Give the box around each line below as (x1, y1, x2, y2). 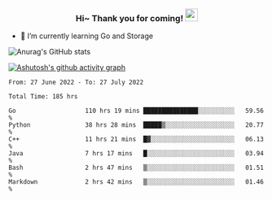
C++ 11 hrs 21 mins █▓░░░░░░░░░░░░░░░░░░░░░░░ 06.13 (8, 135, 265, 144)
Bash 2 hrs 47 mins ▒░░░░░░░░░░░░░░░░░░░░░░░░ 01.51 (8, 163, 265, 172)
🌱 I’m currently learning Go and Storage (20, 31, 153, 41)
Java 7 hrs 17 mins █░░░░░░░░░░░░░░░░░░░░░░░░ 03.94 (8, 150, 265, 158)
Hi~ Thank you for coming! (75, 12, 184, 24)
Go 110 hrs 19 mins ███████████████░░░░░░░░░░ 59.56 (8, 107, 265, 115)
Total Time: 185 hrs (8, 93, 79, 101)
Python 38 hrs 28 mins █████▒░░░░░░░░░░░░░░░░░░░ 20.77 (8, 121, 265, 129)
